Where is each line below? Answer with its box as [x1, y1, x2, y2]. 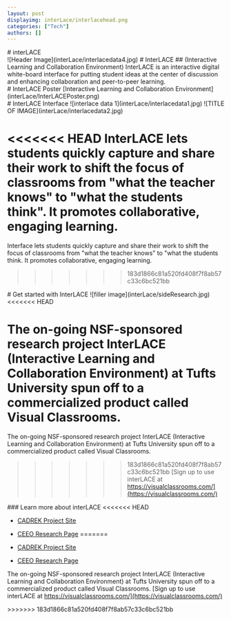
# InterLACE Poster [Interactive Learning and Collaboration [7, 85, 174, 93]
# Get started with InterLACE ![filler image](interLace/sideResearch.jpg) [7, 290, 210, 298]
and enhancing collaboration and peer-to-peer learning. [7, 77, 166, 86]
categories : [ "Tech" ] [7, 23, 70, 30]
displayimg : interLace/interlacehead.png [7, 17, 128, 23]
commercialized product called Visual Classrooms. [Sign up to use [7, 585, 196, 593]
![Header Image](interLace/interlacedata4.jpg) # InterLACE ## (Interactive [7, 56, 217, 64]
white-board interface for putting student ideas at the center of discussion [7, 70, 219, 79]
